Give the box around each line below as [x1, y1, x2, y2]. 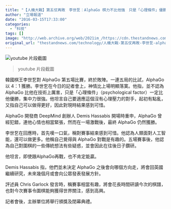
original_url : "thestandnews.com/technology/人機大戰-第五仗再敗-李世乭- [5, 41, 156, 46]
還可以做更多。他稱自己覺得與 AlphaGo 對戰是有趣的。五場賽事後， [14, 136, 155, 142]
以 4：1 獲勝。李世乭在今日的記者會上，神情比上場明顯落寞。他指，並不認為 [5, 83, 164, 89]
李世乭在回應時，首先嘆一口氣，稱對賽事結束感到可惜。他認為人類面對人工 [5, 130, 161, 136]
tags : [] [5, 31, 24, 36]
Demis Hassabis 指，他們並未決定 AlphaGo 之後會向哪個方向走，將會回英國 [5, 164, 163, 170]
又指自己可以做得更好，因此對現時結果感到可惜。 [5, 102, 108, 108]
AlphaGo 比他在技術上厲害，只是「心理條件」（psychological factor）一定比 [5, 89, 163, 95]
